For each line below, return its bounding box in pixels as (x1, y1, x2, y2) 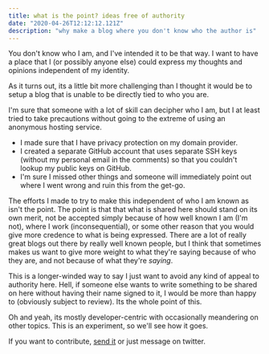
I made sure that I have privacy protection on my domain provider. (19, 138, 238, 148)
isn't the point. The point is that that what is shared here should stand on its (8, 205, 259, 214)
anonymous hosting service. (8, 122, 103, 132)
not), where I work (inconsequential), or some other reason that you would (8, 222, 255, 231)
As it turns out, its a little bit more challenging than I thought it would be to (8, 81, 253, 91)
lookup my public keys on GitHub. (19, 164, 132, 173)
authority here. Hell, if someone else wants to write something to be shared (8, 280, 258, 290)
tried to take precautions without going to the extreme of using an (8, 114, 226, 124)
